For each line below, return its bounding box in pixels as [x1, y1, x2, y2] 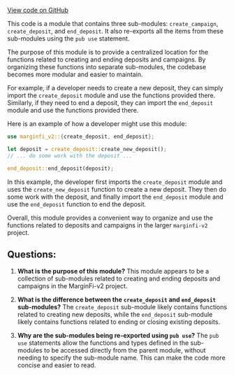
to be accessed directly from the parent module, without [44, 346, 206, 355]
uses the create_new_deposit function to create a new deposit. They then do [7, 185, 227, 193]
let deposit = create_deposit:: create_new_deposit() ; [7, 146, 168, 153]
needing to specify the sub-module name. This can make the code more [17, 353, 226, 362]
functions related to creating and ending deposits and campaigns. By [7, 55, 206, 64]
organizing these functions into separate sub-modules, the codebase [7, 63, 207, 71]
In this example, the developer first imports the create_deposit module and [7, 178, 223, 186]
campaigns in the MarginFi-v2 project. [17, 282, 128, 290]
